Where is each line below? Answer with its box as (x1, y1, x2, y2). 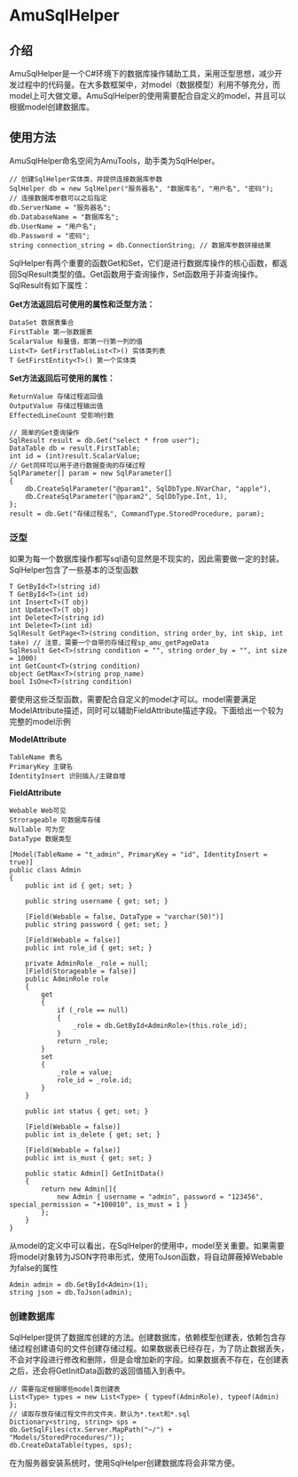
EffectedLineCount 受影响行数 (9, 411, 114, 420)
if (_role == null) (56, 1006, 129, 1015)
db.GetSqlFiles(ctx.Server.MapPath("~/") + (9, 1425, 173, 1434)
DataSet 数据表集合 (9, 317, 74, 327)
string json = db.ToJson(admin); (9, 1288, 133, 1297)
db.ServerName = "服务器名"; (9, 203, 112, 212)
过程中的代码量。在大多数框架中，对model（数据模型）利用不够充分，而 (16, 79, 281, 90)
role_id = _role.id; (56, 1076, 133, 1085)
